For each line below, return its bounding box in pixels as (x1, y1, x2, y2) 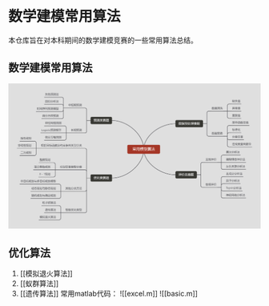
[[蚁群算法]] (19, 279, 59, 288)
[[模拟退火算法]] (19, 269, 74, 279)
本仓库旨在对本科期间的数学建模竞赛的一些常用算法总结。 (8, 35, 198, 45)
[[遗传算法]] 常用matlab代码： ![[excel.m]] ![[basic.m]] (19, 289, 199, 299)
